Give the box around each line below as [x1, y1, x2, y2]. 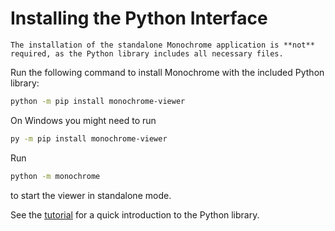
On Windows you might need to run [10, 114, 157, 126]
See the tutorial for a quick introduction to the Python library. [10, 208, 260, 221]
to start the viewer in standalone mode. [10, 189, 172, 201]
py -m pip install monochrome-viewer [10, 133, 168, 144]
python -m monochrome [10, 171, 101, 181]
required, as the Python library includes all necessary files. [10, 48, 284, 59]
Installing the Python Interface [10, 7, 268, 30]
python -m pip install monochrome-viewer [10, 96, 186, 106]
